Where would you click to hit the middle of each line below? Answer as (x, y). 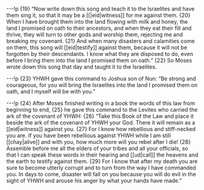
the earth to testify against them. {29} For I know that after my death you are (102, 161)
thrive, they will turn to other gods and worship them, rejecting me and (95, 35)
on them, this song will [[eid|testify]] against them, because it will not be (97, 47)
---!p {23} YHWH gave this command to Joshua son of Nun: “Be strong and (101, 79)
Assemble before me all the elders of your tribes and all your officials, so (97, 148)
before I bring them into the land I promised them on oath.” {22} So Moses (99, 60)
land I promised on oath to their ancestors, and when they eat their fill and (99, 28)
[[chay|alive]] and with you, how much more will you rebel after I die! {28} (99, 142)
